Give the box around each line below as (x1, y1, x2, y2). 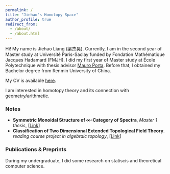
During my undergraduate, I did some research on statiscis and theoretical (5, 157, 162, 163)
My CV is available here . (5, 77, 56, 83)
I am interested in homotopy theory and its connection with (5, 88, 129, 93)
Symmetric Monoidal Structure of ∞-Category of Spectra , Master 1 (12, 117, 157, 123)
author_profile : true (5, 17, 52, 22)
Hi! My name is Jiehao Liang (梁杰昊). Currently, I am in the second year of (5, 46, 162, 51)
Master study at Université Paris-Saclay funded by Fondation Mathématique (5, 51, 165, 57)
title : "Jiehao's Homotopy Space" (5, 12, 79, 17)
